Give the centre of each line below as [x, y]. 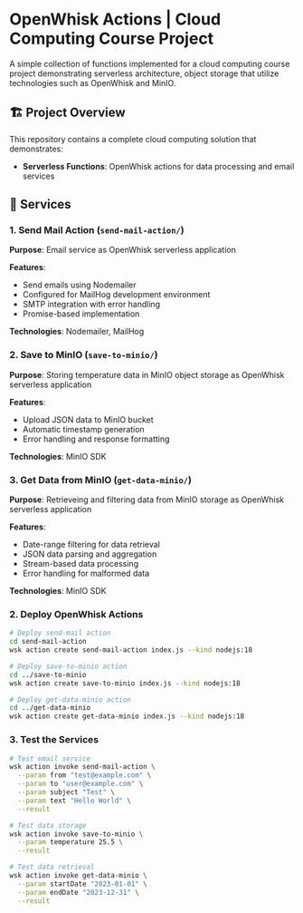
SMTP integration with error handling [91, 305]
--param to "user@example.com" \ [80, 784]
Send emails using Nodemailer [79, 285]
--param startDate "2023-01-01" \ [82, 884]
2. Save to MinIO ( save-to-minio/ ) [84, 355]
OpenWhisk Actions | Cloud [115, 19]
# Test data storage [48, 825]
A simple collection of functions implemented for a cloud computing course [150, 63]
